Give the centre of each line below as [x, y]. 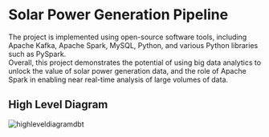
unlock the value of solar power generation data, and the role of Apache [127, 71]
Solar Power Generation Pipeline [118, 15]
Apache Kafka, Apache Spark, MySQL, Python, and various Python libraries [133, 45]
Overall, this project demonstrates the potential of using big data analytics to [135, 62]
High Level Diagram [58, 105]
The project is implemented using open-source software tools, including [128, 37]
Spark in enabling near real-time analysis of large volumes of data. [118, 79]
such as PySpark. [37, 54]
